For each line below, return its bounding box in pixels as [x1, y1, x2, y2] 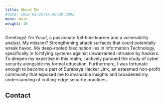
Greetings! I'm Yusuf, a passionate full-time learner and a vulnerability [5, 35, 149, 41]
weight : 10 [5, 21, 28, 26]
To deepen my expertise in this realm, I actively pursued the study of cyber [5, 55, 159, 62]
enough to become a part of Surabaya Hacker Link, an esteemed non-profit [5, 66, 161, 72]
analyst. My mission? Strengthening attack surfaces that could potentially [5, 40, 156, 46]
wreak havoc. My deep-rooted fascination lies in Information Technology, [5, 45, 156, 51]
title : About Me [5, 7, 39, 12]
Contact [5, 91, 31, 100]
